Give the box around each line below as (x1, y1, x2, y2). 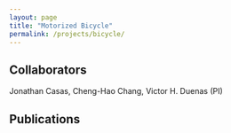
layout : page (9, 12, 58, 22)
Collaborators (9, 62, 87, 77)
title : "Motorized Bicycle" (9, 21, 114, 30)
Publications (9, 112, 81, 127)
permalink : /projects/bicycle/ (9, 29, 125, 38)
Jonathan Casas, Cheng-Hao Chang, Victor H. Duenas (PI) (9, 86, 224, 97)
